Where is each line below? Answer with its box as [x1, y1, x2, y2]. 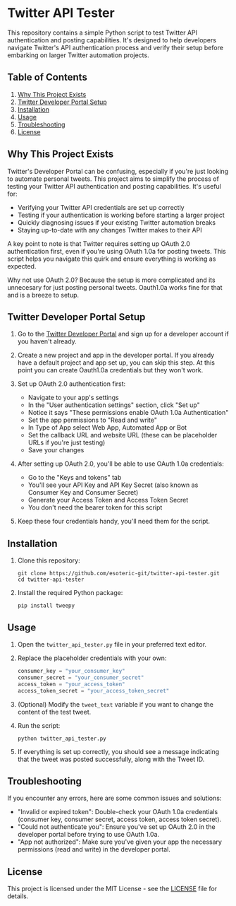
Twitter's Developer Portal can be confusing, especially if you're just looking [7, 167, 229, 175]
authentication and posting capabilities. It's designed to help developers [7, 35, 217, 44]
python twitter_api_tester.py [17, 735, 107, 742]
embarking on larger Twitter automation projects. [7, 51, 149, 59]
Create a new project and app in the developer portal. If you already [17, 351, 215, 360]
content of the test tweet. [17, 707, 92, 716]
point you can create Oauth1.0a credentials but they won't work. [17, 366, 204, 375]
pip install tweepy [17, 602, 75, 609]
